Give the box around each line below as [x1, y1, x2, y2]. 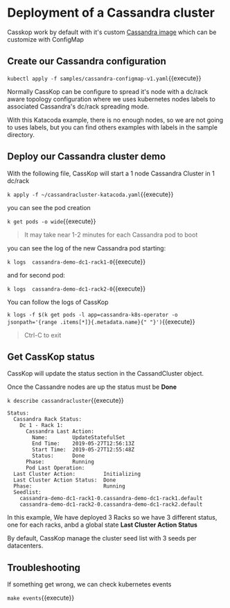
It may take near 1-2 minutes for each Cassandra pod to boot [24, 230, 198, 239]
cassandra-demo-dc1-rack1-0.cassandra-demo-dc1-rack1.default [19, 495, 203, 502]
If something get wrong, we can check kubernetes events [7, 580, 172, 589]
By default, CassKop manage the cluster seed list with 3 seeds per [7, 534, 197, 543]
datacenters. [7, 541, 44, 550]
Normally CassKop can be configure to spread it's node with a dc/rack [7, 87, 209, 95]
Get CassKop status [7, 351, 95, 362]
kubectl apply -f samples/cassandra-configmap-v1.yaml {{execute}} [7, 74, 202, 82]
